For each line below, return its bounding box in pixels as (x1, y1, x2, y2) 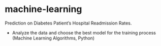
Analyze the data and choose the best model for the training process (12, 29, 156, 35)
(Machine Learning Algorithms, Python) (12, 35, 95, 41)
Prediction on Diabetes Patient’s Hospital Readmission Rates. (5, 20, 132, 26)
